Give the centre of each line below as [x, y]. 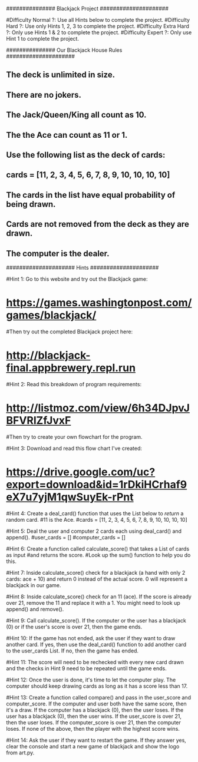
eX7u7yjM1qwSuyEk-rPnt [70, 497]
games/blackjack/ [51, 315]
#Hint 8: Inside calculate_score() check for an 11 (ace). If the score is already [99, 597]
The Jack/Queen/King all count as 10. [76, 115]
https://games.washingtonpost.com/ [99, 303]
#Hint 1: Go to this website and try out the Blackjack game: [77, 279]
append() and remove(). [35, 609]
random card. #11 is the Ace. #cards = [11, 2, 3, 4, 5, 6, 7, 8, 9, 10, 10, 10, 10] [97, 519]
